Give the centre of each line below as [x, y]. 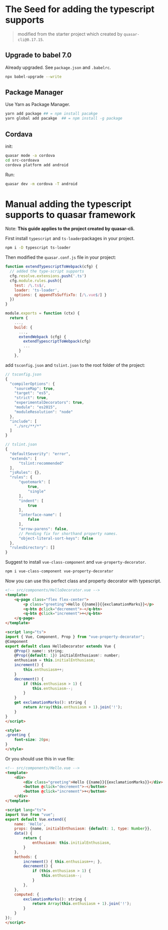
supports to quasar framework [70, 215]
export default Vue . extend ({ [36, 819]
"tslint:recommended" [41, 463]
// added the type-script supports [47, 271]
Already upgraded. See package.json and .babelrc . [58, 67]
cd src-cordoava [22, 160]
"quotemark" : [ [34, 482]
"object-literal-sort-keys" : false [56, 538]
